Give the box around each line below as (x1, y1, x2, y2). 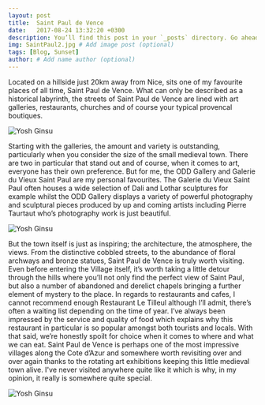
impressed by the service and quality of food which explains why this (8, 314, 233, 324)
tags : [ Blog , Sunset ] (8, 48, 80, 56)
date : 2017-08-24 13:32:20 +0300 (8, 26, 125, 34)
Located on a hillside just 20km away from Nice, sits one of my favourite (8, 77, 243, 87)
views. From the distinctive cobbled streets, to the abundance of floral (8, 247, 236, 257)
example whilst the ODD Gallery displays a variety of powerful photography (8, 191, 253, 201)
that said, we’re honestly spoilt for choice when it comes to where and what (8, 331, 254, 340)
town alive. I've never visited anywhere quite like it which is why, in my (8, 365, 237, 374)
